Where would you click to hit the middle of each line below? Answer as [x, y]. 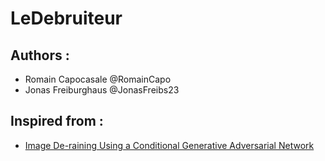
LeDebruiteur [66, 18]
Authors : [40, 55]
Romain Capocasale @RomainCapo [98, 79]
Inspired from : [57, 121]
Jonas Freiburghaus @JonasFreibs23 [102, 90]
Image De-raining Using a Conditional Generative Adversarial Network [169, 145]
